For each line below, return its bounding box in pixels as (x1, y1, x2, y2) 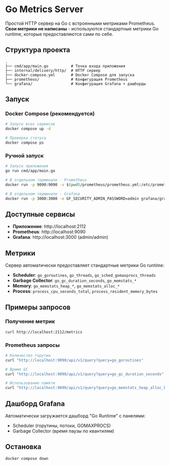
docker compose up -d (5, 126, 51, 132)
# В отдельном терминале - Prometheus (5, 177, 87, 183)
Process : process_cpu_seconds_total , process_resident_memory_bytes (12, 288, 158, 294)
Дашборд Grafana (5, 399, 65, 408)
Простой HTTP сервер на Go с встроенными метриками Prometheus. (5, 20, 155, 26)
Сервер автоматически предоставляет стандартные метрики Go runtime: (5, 262, 164, 269)
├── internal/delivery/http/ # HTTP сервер (5, 68, 101, 73)
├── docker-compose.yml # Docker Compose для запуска (5, 72, 135, 77)
